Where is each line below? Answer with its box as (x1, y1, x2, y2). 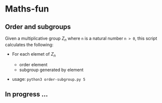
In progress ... (5, 90, 48, 98)
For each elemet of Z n (12, 51, 56, 58)
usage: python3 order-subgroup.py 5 (12, 76, 86, 82)
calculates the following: (5, 42, 54, 47)
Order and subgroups (5, 23, 71, 31)
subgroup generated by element (19, 67, 84, 73)
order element (19, 61, 47, 67)
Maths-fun (5, 3, 49, 15)
